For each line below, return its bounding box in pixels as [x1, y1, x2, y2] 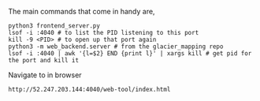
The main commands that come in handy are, [8, 7, 155, 16]
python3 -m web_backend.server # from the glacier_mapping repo [8, 43, 224, 50]
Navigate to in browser [8, 70, 82, 80]
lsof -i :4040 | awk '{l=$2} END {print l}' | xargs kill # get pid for [8, 50, 252, 58]
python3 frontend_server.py [8, 22, 101, 30]
